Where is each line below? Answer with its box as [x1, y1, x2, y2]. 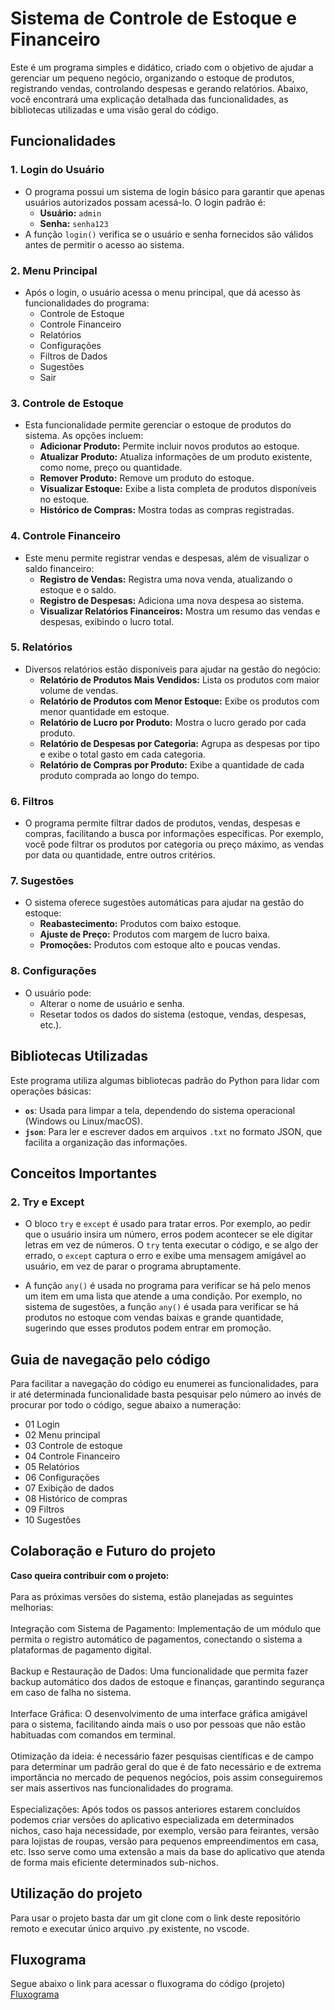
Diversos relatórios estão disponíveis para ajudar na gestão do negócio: [24, 663, 322, 675]
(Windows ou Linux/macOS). [24, 1115, 143, 1127]
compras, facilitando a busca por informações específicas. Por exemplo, [24, 828, 324, 840]
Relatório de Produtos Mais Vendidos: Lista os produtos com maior [39, 673, 320, 686]
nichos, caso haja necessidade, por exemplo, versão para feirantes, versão [10, 1824, 320, 1836]
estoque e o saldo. [39, 583, 117, 596]
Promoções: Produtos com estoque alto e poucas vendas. [39, 939, 281, 951]
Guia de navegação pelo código [10, 1351, 211, 1368]
